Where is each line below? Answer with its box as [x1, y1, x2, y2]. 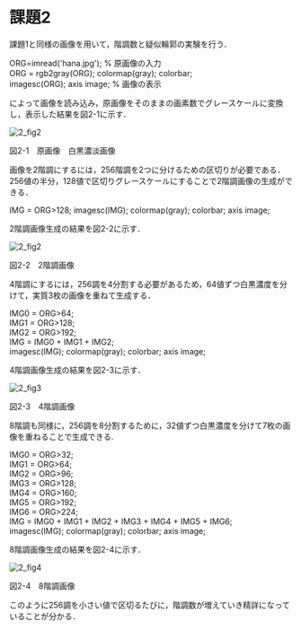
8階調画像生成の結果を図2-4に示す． [9, 544, 146, 555]
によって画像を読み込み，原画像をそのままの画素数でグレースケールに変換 [9, 97, 284, 108]
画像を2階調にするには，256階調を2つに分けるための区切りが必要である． [9, 164, 286, 175]
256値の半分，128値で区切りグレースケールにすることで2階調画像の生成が [9, 175, 285, 186]
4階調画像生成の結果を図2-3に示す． [9, 364, 146, 375]
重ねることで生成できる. [24, 431, 114, 442]
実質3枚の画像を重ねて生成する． [32, 290, 155, 301]
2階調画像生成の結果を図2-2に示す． [9, 223, 146, 233]
